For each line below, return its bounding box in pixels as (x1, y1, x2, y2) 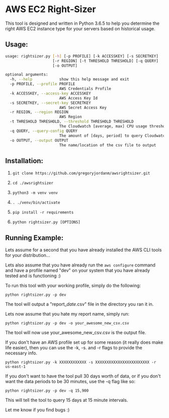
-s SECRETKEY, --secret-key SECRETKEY (10, 100, 92, 106)
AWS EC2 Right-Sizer (5, 4, 97, 15)
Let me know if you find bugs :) (5, 407, 70, 412)
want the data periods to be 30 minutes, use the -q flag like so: (5, 379, 136, 384)
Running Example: (5, 233, 64, 242)
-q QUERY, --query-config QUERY (10, 128, 78, 133)
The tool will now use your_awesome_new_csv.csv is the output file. (5, 330, 146, 335)
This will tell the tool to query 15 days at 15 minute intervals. (5, 397, 128, 403)
